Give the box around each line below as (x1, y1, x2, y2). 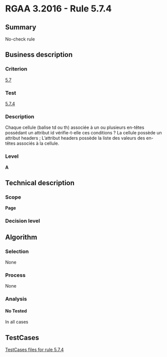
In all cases (5, 319, 28, 325)
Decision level (5, 218, 40, 225)
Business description (5, 50, 73, 59)
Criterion (5, 65, 27, 72)
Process (5, 272, 26, 279)
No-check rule (5, 36, 35, 42)
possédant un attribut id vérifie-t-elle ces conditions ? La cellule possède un (5, 130, 162, 136)
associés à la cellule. (16, 140, 59, 146)
